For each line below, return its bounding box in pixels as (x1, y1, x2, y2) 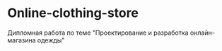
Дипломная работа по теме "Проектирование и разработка (7, 28, 189, 37)
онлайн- (189, 28, 216, 37)
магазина (7, 35, 36, 44)
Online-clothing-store (7, 5, 139, 21)
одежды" (37, 35, 65, 44)
